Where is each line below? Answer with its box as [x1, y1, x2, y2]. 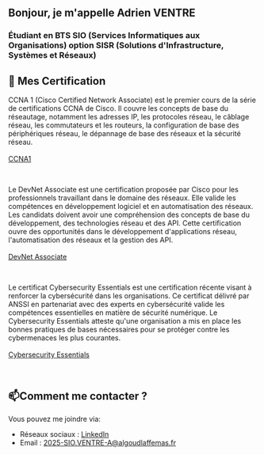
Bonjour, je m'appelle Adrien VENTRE [8, 6, 196, 20]
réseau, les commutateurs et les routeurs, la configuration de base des [8, 120, 239, 130]
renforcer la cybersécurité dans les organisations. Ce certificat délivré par [8, 291, 250, 301]
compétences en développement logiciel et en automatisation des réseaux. [8, 202, 254, 211]
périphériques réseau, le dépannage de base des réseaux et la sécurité [8, 129, 242, 138]
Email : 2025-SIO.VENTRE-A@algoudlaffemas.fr [19, 438, 177, 447]
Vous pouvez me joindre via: [8, 414, 101, 423]
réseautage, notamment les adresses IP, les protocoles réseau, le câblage [8, 112, 250, 122]
